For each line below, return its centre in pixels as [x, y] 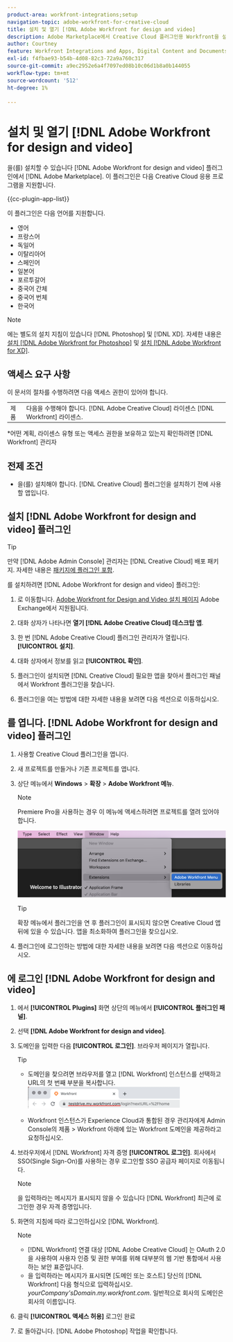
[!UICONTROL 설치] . [46, 646]
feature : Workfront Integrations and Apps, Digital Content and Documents [118, 51]
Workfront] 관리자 [32, 442]
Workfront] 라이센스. [54, 417]
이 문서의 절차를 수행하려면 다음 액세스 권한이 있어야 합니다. [88, 392]
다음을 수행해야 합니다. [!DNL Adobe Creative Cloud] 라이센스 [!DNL [120, 408]
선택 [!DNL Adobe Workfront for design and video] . [92, 1031]
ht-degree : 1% [28, 88]
